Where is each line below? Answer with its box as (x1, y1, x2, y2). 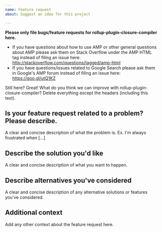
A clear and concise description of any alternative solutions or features (5, 189, 148, 195)
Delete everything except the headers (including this (42, 90, 148, 96)
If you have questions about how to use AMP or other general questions (12, 44, 157, 50)
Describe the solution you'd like (5, 149, 103, 157)
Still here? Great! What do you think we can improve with (5, 84, 119, 90)
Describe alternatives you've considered (5, 176, 132, 185)
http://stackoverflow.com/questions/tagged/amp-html (12, 60, 121, 65)
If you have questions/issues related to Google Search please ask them (12, 64, 155, 71)
